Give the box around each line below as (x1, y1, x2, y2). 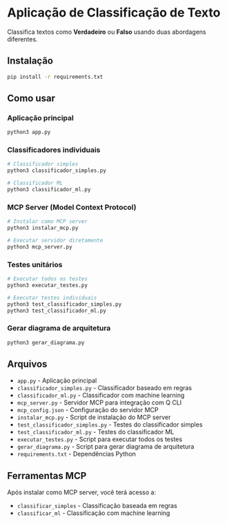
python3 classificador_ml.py (7, 186, 91, 193)
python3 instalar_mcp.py (7, 224, 79, 232)
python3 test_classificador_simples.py (7, 300, 122, 308)
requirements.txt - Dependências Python (17, 450, 137, 458)
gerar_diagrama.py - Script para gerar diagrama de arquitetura (17, 443, 195, 451)
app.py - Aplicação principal (17, 376, 97, 385)
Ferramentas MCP (7, 469, 87, 481)
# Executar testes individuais (7, 294, 97, 301)
